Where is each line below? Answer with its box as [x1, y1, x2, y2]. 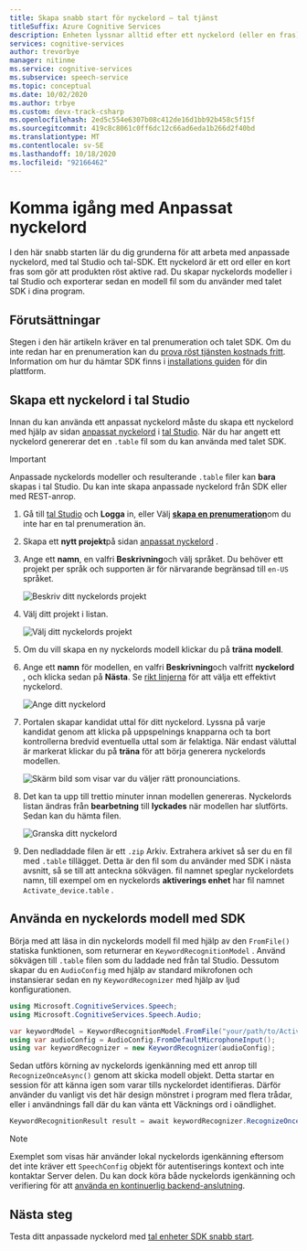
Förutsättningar [9, 312, 101, 327]
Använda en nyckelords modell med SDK [9, 911, 247, 926]
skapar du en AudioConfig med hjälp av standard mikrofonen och [9, 964, 253, 975]
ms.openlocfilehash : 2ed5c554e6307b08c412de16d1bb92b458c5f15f [9, 115, 256, 124]
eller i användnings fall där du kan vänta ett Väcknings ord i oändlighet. [9, 1099, 277, 1110]
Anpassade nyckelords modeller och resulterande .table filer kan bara [9, 472, 276, 483]
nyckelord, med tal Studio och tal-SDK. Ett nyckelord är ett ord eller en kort [9, 257, 291, 268]
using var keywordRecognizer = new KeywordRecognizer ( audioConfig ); [9, 1043, 276, 1053]
